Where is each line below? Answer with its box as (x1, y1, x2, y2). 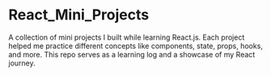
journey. (8, 58, 36, 68)
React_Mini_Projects (8, 6, 150, 24)
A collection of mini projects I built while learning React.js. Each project (8, 32, 245, 42)
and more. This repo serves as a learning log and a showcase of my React (8, 49, 256, 59)
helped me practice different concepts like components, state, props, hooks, (8, 40, 263, 50)
